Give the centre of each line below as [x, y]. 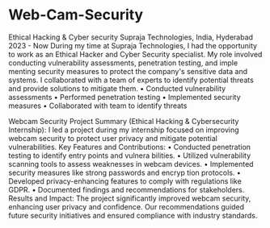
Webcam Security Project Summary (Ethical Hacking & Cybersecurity [124, 121]
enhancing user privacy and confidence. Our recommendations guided [127, 206]
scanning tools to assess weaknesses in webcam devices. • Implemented [131, 164]
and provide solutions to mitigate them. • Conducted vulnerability [117, 88]
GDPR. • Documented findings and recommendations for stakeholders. [127, 189]
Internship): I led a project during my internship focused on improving [124, 130]
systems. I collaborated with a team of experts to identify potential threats [131, 80]
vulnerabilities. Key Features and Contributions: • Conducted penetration [130, 147]
